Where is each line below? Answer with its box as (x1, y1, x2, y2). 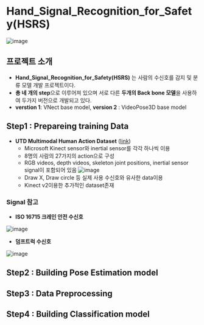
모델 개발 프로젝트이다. (21, 81, 76, 89)
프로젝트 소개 (6, 57, 53, 67)
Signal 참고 (6, 198, 38, 206)
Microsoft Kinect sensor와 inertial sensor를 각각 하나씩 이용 (24, 144, 171, 152)
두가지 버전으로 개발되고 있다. (21, 96, 92, 104)
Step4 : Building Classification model (6, 309, 150, 320)
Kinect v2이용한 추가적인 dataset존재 (24, 181, 114, 189)
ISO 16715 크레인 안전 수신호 (15, 213, 83, 220)
